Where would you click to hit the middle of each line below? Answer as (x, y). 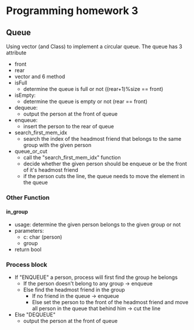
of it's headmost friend (51, 170)
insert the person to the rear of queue (68, 126)
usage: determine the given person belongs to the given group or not (98, 224)
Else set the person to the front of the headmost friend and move (110, 302)
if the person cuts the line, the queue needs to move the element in (104, 176)
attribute (16, 53)
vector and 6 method (40, 76)
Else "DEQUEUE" (35, 315)
